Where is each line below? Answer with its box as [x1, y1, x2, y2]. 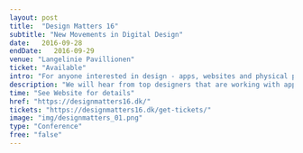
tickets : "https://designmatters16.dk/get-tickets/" [9, 105, 212, 114]
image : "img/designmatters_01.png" [9, 113, 143, 122]
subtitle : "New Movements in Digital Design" [9, 30, 183, 39]
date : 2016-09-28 [9, 38, 83, 48]
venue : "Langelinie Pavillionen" [9, 55, 135, 64]
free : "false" [9, 130, 63, 139]
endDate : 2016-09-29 [9, 47, 95, 56]
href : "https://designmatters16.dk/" [9, 96, 151, 106]
